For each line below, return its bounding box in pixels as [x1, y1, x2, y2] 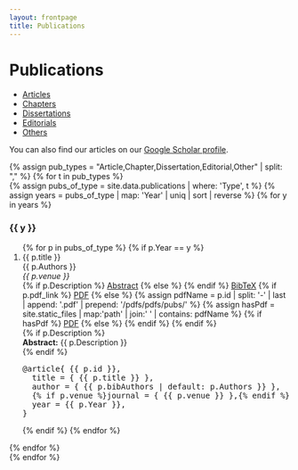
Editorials [21, 118, 57, 128]
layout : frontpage [9, 12, 77, 22]
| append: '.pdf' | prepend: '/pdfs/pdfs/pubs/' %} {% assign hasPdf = [21, 299, 276, 309]
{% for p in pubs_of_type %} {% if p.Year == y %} [21, 242, 205, 252]
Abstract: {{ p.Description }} [21, 336, 127, 348]
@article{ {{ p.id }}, [21, 363, 122, 374]
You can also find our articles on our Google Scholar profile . [9, 144, 229, 155]
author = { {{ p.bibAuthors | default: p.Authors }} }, [31, 381, 281, 392]
